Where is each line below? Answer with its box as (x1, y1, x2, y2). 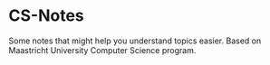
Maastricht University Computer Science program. (8, 44, 197, 55)
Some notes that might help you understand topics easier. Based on (8, 35, 262, 46)
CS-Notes (8, 5, 84, 26)
